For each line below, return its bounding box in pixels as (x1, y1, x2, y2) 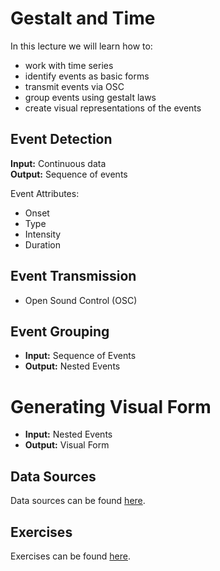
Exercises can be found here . (10, 550, 132, 562)
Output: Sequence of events (10, 168, 128, 180)
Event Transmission (10, 268, 137, 285)
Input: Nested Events (24, 428, 113, 441)
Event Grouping (10, 323, 110, 340)
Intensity (24, 228, 62, 240)
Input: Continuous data (10, 157, 107, 169)
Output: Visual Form (24, 439, 110, 451)
